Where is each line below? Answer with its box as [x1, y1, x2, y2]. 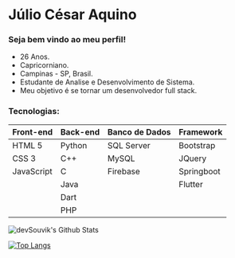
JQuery [178, 153, 207, 164]
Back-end [60, 126, 100, 137]
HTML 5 [12, 139, 43, 150]
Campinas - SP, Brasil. [19, 69, 93, 79]
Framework [178, 126, 223, 137]
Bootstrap [178, 139, 216, 150]
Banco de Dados [107, 126, 171, 137]
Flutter [178, 178, 203, 190]
